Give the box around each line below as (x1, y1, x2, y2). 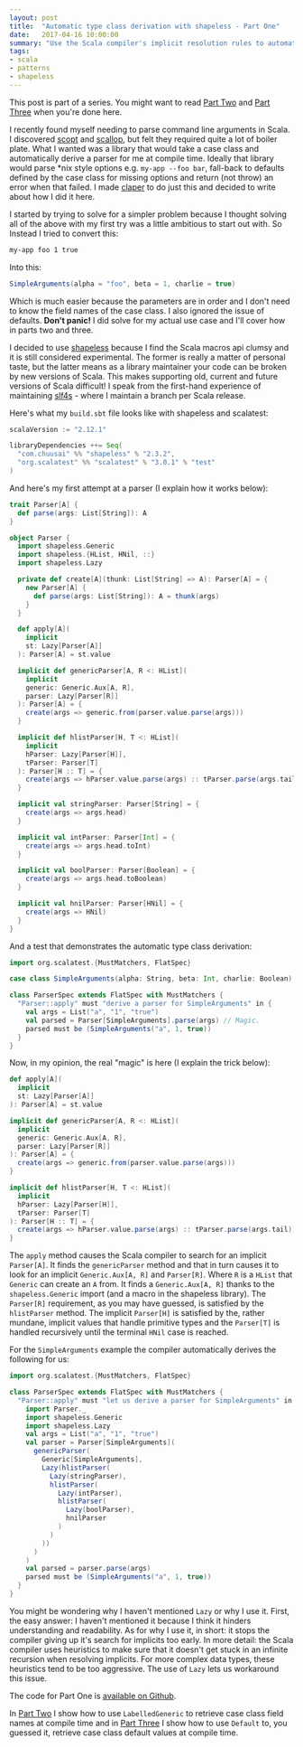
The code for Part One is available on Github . (9, 1690, 177, 1701)
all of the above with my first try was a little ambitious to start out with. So (9, 218, 282, 229)
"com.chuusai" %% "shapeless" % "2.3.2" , (17, 449, 176, 459)
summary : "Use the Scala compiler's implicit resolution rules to (9, 38, 264, 48)
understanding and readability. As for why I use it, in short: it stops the (9, 1624, 271, 1636)
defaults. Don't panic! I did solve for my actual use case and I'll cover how (9, 315, 286, 325)
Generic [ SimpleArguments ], (41, 1455, 143, 1464)
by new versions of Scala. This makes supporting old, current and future (9, 371, 278, 381)
